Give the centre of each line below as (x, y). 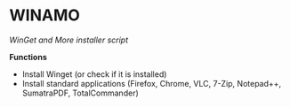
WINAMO (44, 15)
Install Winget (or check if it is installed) (94, 74)
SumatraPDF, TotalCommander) (81, 93)
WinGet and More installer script (69, 40)
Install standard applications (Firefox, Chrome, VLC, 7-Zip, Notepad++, (152, 83)
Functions (28, 57)
